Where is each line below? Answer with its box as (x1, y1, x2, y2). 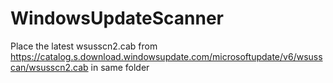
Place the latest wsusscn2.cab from (10, 40, 158, 52)
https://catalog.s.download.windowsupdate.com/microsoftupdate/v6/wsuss (10, 50, 323, 62)
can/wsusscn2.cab (10, 61, 89, 73)
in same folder (90, 61, 150, 73)
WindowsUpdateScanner (10, 7, 224, 30)
